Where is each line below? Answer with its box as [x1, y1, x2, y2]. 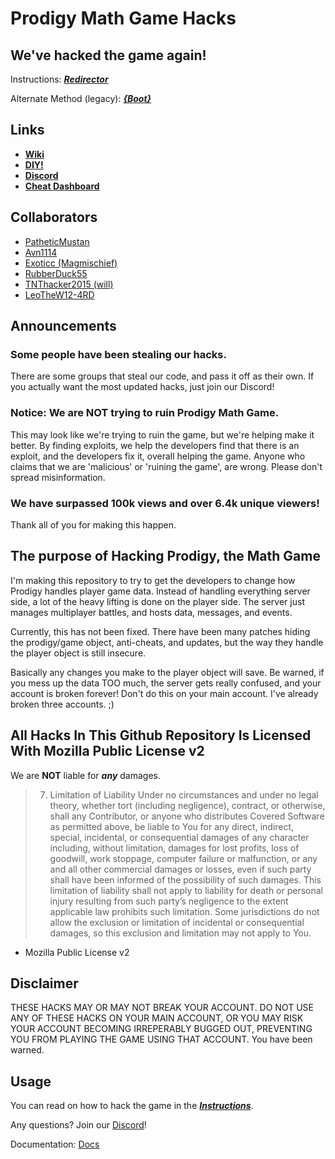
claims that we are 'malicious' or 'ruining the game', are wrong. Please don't [10, 460, 323, 472]
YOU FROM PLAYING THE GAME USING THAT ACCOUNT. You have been [10, 1033, 313, 1046]
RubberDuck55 [24, 267, 88, 279]
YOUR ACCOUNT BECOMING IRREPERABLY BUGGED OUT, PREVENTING [10, 1023, 313, 1035]
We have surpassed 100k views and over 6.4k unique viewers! [10, 496, 320, 510]
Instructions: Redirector [10, 73, 109, 85]
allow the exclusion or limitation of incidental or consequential [49, 916, 305, 928]
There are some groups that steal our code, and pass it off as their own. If [10, 370, 315, 382]
